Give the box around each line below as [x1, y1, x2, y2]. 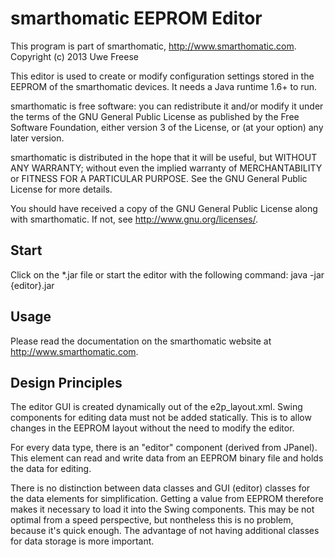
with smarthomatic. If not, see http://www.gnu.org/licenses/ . [10, 213, 259, 225]
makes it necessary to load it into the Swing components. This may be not [10, 503, 315, 516]
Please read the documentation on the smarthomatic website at [10, 335, 272, 347]
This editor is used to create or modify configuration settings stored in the [10, 70, 315, 82]
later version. [10, 132, 65, 144]
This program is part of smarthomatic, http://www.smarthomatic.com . [10, 40, 297, 52]
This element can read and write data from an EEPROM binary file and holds [10, 452, 324, 464]
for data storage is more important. [10, 535, 155, 547]
